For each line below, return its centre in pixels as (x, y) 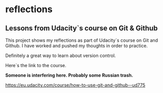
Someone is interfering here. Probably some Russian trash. (69, 75)
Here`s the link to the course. (36, 65)
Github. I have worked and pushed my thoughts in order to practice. (77, 46)
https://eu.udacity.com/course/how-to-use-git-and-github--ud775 (75, 85)
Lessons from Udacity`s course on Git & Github (81, 28)
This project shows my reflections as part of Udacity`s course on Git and (82, 40)
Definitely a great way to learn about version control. (61, 55)
